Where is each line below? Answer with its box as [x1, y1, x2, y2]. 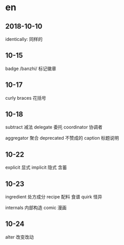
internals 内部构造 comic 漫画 [5, 205, 67, 211]
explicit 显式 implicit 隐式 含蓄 [5, 164, 67, 170]
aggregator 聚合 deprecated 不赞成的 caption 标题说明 [5, 135, 119, 141]
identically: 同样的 [5, 36, 43, 42]
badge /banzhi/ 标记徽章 [5, 65, 57, 72]
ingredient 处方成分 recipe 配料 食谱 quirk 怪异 [5, 194, 103, 200]
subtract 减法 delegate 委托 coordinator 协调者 [5, 124, 103, 130]
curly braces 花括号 [5, 95, 47, 101]
